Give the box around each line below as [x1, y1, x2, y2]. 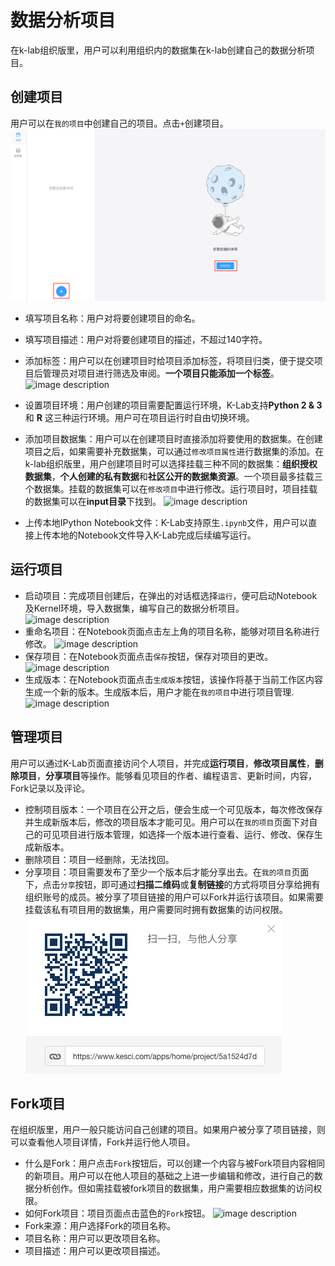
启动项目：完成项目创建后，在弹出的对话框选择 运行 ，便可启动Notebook [24, 589, 318, 601]
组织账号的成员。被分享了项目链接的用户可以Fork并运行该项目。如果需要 [24, 891, 325, 903]
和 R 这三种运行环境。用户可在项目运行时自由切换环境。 [24, 411, 255, 423]
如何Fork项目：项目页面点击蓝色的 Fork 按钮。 [24, 1207, 211, 1220]
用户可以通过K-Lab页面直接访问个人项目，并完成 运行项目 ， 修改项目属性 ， [10, 757, 315, 769]
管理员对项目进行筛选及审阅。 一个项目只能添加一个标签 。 [42, 367, 280, 379]
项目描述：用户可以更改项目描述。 [24, 1245, 166, 1257]
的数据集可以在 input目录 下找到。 [24, 495, 162, 507]
